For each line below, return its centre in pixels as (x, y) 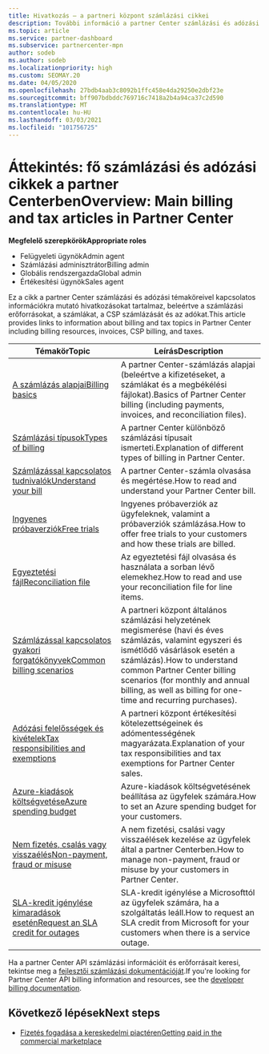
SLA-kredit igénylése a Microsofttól (188, 892)
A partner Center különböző (173, 427)
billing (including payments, (173, 404)
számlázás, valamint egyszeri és (181, 640)
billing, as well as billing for (171, 690)
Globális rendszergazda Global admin (80, 273)
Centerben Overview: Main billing (121, 201)
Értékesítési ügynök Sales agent (72, 281)
